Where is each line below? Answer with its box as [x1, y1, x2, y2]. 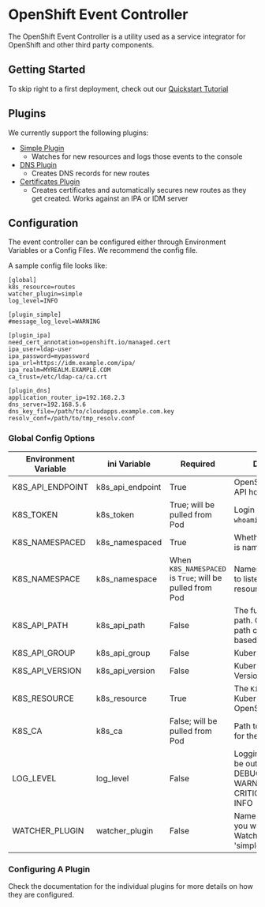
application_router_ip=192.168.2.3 [8, 393, 125, 402]
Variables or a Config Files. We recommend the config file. [8, 246, 199, 255]
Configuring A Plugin [8, 864, 91, 875]
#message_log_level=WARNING [8, 318, 101, 326]
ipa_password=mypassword [8, 352, 90, 360]
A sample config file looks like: [8, 261, 108, 270]
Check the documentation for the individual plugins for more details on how [8, 881, 254, 890]
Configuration [8, 216, 79, 230]
